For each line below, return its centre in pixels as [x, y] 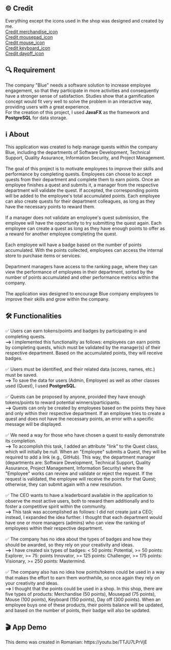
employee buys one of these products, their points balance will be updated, [85, 605]
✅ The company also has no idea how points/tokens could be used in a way [85, 572]
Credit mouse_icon [25, 42]
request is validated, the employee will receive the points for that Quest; [81, 479]
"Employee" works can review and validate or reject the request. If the [79, 473]
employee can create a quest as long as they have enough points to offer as [85, 229]
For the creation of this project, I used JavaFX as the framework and [77, 112]
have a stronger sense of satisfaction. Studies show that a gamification [80, 96]
